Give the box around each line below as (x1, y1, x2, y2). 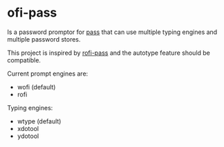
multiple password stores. (7, 35, 81, 43)
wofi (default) (17, 83, 56, 91)
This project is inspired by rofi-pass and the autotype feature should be (7, 49, 211, 57)
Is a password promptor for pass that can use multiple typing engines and (7, 28, 218, 36)
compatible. (7, 55, 41, 64)
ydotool (17, 132, 39, 140)
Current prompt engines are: (7, 69, 88, 78)
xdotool (17, 124, 39, 132)
